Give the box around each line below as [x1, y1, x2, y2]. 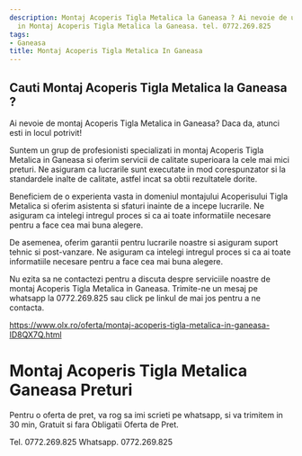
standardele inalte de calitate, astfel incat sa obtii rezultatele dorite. [9, 173, 258, 184]
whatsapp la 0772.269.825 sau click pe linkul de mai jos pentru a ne [9, 292, 261, 303]
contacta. [9, 302, 45, 313]
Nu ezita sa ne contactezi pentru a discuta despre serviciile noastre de [9, 273, 271, 284]
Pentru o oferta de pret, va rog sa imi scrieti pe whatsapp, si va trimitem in [9, 409, 283, 420]
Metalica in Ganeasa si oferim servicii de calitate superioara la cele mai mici [9, 154, 290, 165]
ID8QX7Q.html [9, 329, 62, 340]
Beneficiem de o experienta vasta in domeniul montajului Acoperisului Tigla [9, 191, 289, 201]
